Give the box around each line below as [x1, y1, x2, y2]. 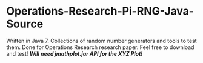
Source [6, 17, 44, 31]
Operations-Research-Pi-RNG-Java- [6, 4, 195, 18]
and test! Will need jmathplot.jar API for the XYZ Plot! [6, 50, 143, 57]
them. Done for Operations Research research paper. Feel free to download [6, 44, 195, 51]
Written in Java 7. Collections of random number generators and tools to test [6, 37, 197, 44]
